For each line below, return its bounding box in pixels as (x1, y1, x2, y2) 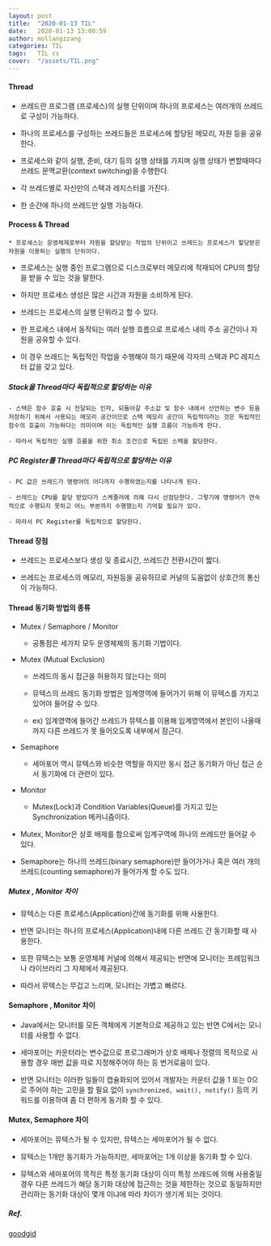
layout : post (8, 11, 53, 20)
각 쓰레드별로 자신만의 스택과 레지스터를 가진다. (19, 183, 170, 193)
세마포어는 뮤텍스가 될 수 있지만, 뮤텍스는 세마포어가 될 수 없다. (19, 1135, 219, 1144)
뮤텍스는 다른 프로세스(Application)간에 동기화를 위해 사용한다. (19, 908, 219, 918)
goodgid (8, 1228, 36, 1238)
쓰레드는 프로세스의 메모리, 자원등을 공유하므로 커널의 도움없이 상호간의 (19, 573, 245, 582)
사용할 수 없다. (35, 1030, 81, 1039)
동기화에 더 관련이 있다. (40, 769, 115, 779)
